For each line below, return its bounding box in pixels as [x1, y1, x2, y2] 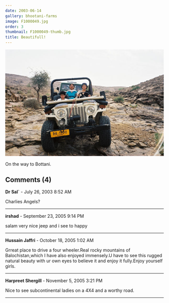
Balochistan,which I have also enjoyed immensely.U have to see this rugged [5, 253, 162, 259]
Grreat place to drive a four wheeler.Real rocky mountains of [5, 247, 131, 253]
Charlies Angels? [5, 199, 40, 205]
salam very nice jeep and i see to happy [5, 223, 88, 229]
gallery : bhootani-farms [5, 13, 57, 19]
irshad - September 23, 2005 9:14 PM [5, 213, 84, 219]
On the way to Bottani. [5, 161, 51, 167]
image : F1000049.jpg [5, 19, 49, 24]
